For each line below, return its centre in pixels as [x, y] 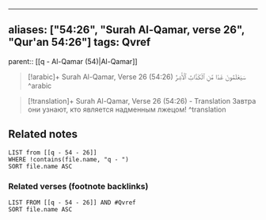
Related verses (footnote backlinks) [78, 186]
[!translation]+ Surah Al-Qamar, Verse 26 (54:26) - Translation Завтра [142, 101]
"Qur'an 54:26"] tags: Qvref [80, 42]
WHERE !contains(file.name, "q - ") [68, 159]
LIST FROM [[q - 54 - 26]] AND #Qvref [72, 203]
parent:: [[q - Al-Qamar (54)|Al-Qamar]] [73, 61]
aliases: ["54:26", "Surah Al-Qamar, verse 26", [127, 30]
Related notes [43, 134]
